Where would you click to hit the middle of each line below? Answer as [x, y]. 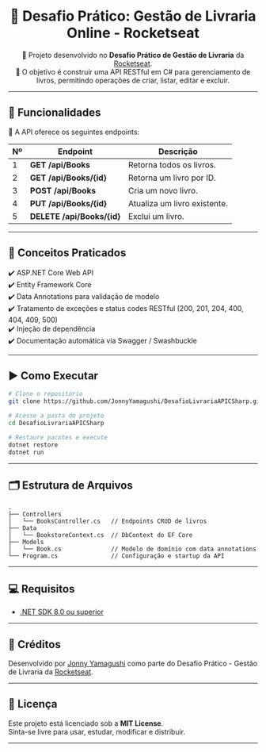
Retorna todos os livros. [172, 164]
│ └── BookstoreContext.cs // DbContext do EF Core [101, 535]
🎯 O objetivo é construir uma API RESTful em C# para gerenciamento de [133, 71]
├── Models [26, 543]
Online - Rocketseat [133, 33]
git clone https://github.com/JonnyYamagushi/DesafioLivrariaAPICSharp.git [136, 401]
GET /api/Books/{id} [68, 178]
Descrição [178, 152]
